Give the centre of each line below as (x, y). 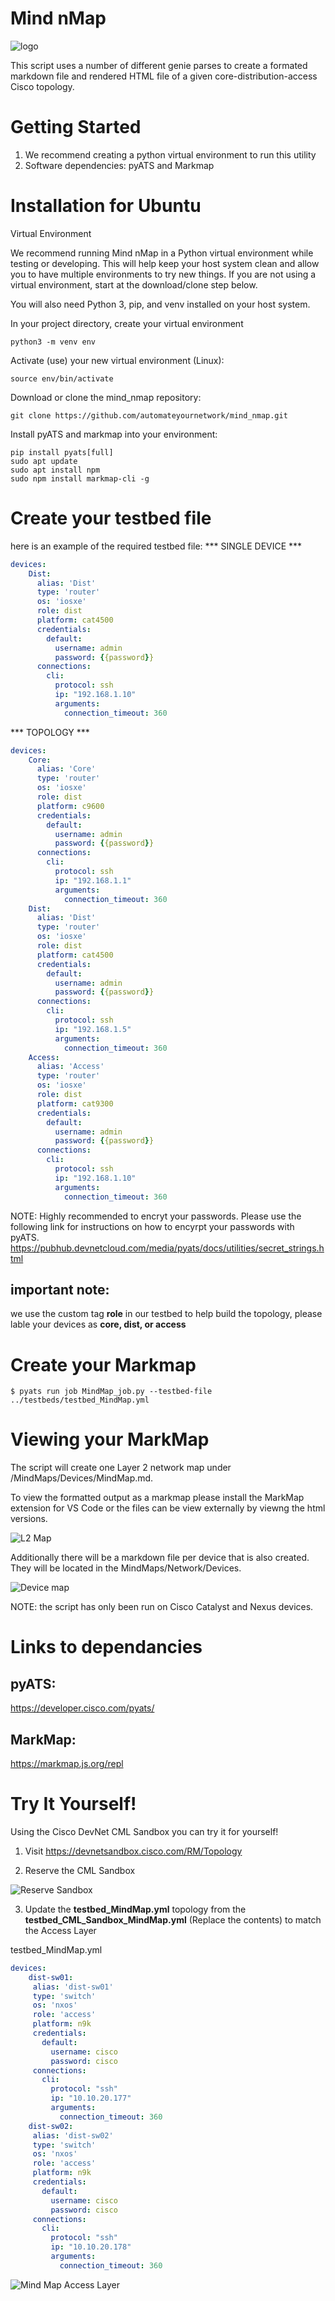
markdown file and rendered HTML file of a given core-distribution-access (164, 76)
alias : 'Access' (70, 1067)
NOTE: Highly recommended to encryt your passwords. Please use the (156, 1216)
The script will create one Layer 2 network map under (121, 1468)
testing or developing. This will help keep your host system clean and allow (165, 263)
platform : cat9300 (75, 1103)
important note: (60, 1289)
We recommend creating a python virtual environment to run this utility (170, 154)
